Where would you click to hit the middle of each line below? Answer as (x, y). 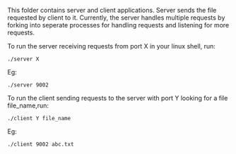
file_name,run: (28, 105)
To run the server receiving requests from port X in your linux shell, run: (111, 46)
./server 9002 (28, 85)
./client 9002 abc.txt (41, 144)
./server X (23, 59)
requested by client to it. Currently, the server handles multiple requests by (116, 18)
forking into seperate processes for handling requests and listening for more (118, 25)
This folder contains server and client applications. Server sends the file (112, 10)
